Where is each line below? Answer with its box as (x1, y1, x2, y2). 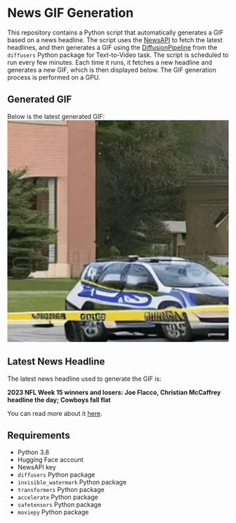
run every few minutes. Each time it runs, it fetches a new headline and (7, 58, 213, 66)
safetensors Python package (17, 500, 102, 509)
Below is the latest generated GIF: (7, 112, 105, 120)
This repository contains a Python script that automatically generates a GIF (7, 28, 224, 37)
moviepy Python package (17, 508, 89, 517)
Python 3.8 (17, 448, 49, 457)
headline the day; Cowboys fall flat (7, 396, 111, 404)
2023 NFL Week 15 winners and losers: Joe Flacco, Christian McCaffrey (7, 388, 221, 396)
